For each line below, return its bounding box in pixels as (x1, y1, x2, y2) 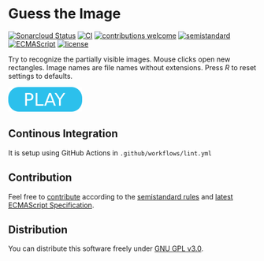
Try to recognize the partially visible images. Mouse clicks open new (8, 54, 231, 64)
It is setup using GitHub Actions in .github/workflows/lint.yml (8, 147, 212, 158)
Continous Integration (8, 127, 118, 140)
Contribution (8, 171, 73, 185)
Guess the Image (8, 5, 121, 23)
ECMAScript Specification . (8, 200, 95, 210)
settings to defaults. (8, 71, 73, 80)
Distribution (8, 222, 69, 237)
